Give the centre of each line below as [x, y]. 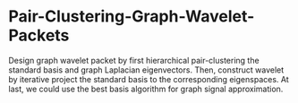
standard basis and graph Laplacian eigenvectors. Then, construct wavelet [146, 70]
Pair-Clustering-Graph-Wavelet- [132, 17]
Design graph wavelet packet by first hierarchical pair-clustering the [134, 60]
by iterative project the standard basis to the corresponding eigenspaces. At [149, 79]
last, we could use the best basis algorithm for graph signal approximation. [146, 89]
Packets [39, 35]
